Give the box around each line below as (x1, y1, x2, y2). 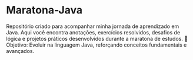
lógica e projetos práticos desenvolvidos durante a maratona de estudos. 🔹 (6, 35, 188, 42)
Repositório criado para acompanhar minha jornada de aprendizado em (6, 23, 179, 30)
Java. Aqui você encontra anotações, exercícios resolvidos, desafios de (6, 29, 181, 36)
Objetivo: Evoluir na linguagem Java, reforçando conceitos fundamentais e (6, 41, 187, 48)
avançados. (6, 47, 34, 54)
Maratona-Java (6, 3, 83, 17)
